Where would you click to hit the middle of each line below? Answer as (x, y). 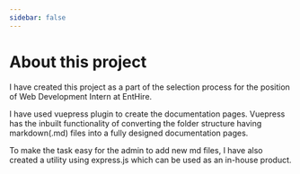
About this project (78, 61)
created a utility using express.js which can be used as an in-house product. (150, 160)
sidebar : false (38, 17)
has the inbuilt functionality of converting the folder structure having (136, 123)
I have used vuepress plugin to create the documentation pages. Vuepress (147, 114)
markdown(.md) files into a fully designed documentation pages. (129, 133)
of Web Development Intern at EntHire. (81, 96)
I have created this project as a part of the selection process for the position (150, 87)
